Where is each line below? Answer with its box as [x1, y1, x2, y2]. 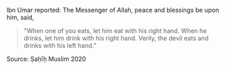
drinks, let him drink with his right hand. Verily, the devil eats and [23, 34, 209, 42]
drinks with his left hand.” [23, 42, 97, 49]
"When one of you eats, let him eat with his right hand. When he [23, 27, 207, 35]
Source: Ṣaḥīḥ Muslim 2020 [6, 55, 86, 63]
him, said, [6, 13, 35, 21]
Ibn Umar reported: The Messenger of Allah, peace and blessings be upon [6, 6, 220, 14]
